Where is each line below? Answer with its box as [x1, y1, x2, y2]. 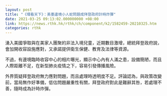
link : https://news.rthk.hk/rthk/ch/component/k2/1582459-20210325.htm [5, 21, 157, 26]
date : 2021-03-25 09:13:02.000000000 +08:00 [5, 16, 99, 21]
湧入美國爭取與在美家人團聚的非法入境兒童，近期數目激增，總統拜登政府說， [5, 40, 162, 46]
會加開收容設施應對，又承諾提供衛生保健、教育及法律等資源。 [5, 46, 132, 52]
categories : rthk [5, 26, 41, 31]
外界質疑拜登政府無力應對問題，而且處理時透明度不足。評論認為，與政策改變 [5, 73, 162, 79]
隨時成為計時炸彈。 [13, 86, 53, 92]
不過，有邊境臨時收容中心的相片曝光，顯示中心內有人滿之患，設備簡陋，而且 [5, 56, 162, 62]
